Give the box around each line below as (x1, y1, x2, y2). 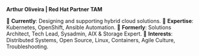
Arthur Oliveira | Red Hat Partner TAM (6, 6, 103, 13)
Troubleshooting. (6, 43, 49, 50)
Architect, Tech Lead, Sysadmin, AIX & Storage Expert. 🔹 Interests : (6, 30, 173, 37)
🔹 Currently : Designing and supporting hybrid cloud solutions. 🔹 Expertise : (6, 17, 194, 24)
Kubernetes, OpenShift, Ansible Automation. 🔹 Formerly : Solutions (6, 24, 172, 31)
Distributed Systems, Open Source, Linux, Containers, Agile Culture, (6, 37, 175, 43)
